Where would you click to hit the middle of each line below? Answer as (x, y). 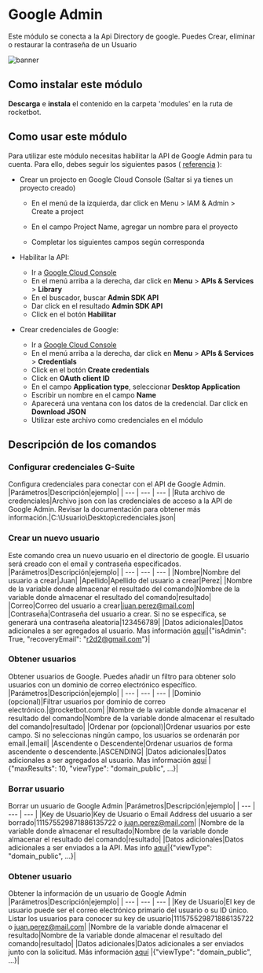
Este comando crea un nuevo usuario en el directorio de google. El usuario (129, 555)
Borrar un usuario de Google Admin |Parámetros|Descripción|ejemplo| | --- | (132, 806)
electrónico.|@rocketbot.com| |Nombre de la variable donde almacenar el (127, 709)
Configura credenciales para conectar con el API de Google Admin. (117, 484)
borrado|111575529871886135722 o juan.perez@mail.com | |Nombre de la (126, 823)
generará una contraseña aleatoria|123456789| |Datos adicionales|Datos (126, 622)
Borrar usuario (37, 789)
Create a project (57, 211)
